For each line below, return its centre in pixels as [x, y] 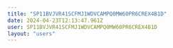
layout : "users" [31, 34]
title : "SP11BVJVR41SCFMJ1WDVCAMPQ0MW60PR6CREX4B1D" [87, 14]
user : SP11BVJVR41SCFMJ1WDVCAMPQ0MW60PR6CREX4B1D [83, 27]
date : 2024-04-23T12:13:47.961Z [55, 20]
